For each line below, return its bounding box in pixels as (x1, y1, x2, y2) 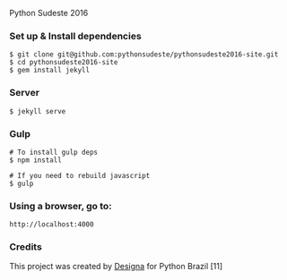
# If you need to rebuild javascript (9, 171, 151, 180)
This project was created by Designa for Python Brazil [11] (9, 261, 223, 272)
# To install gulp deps (9, 148, 99, 157)
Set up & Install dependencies (9, 30, 142, 42)
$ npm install (9, 156, 63, 165)
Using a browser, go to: (9, 199, 112, 212)
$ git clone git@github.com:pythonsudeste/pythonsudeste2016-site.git (9, 50, 279, 59)
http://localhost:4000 (9, 220, 94, 229)
